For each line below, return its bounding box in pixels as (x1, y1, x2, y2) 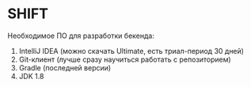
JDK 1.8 (18, 71, 44, 81)
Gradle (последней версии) (18, 62, 112, 72)
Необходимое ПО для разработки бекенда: (7, 31, 155, 40)
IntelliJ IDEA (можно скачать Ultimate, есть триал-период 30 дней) (18, 46, 245, 55)
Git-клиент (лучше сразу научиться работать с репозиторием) (18, 55, 231, 64)
